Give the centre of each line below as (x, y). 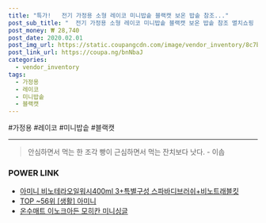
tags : (17, 75)
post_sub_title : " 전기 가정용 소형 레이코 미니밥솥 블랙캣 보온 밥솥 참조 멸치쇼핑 (131, 23)
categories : (28, 60)
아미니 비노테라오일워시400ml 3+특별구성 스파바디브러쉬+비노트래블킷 (129, 191)
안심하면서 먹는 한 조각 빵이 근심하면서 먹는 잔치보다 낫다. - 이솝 (126, 152)
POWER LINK (34, 173)
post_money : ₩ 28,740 (44, 30)
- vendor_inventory (47, 67)
